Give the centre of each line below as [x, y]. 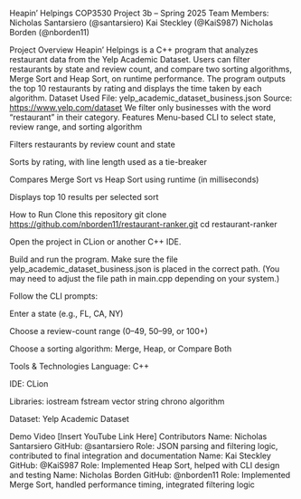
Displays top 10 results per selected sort [84, 197]
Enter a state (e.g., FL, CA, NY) [66, 313]
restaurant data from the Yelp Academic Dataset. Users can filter [130, 59]
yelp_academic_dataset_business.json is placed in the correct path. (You [145, 269]
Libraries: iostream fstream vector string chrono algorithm [117, 401]
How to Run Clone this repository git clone [88, 215]
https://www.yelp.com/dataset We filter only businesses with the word [140, 107]
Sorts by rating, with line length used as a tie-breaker [108, 162]
